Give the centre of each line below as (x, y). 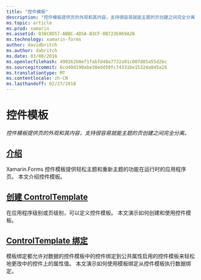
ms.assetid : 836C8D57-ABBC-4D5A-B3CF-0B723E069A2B (71, 34)
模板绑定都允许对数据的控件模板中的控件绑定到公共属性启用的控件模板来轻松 (100, 256)
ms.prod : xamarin (28, 28)
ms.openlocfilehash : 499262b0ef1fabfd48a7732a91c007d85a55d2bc (87, 61)
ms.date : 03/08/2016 (32, 56)
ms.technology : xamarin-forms (44, 39)
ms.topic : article (29, 23)
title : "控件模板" (28, 12)
